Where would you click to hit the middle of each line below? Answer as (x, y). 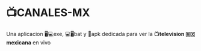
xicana (19, 42)
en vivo (42, 42)
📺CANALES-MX (48, 13)
